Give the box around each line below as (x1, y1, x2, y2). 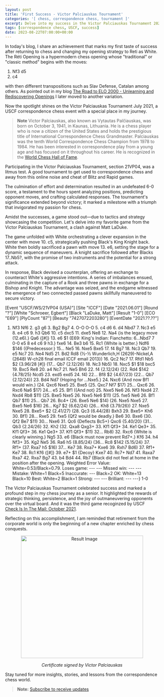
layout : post (5, 7, 32, 12)
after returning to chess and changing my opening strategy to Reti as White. (5, 48, 158, 54)
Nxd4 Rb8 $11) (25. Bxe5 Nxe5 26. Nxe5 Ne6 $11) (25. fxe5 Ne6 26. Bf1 (12, 392, 155, 398)
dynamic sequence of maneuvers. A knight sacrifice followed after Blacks (5, 249, 153, 255)
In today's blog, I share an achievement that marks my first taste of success (5, 44, 158, 49)
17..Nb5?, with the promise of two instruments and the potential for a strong (5, 255, 156, 260)
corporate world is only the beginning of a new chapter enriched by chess (5, 521, 154, 527)
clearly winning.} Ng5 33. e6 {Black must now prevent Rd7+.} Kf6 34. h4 (12, 434, 159, 440)
